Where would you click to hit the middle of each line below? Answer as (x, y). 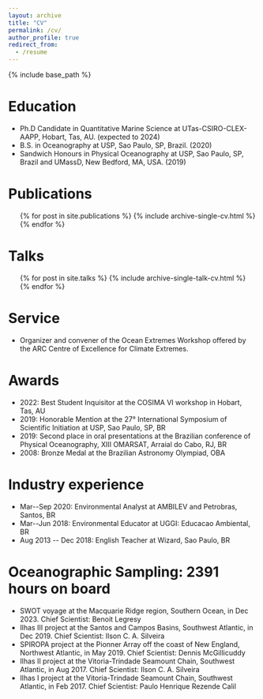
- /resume (31, 52)
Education (42, 107)
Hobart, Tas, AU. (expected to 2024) (101, 137)
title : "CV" (28, 23)
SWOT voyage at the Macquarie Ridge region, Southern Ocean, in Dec (134, 611)
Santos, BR (38, 515)
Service (34, 318)
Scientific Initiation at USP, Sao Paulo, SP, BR (92, 427)
